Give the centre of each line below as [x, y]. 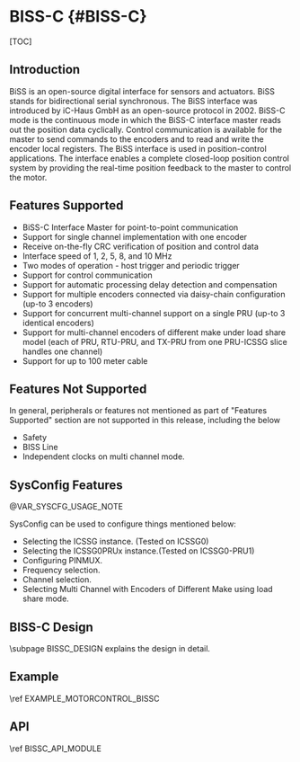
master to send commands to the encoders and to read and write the [137, 139]
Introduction [45, 70]
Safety [35, 438]
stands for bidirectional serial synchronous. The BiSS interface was [133, 101]
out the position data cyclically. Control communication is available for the [146, 129]
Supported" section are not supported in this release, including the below [145, 421]
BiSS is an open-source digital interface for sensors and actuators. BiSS [142, 91]
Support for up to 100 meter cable [85, 360]
